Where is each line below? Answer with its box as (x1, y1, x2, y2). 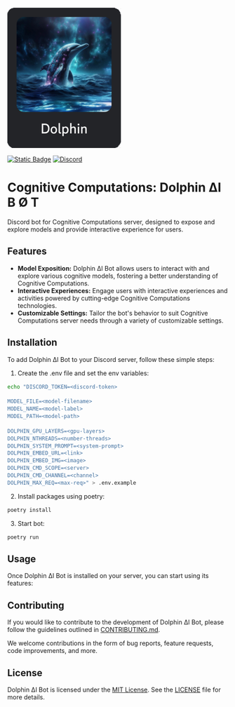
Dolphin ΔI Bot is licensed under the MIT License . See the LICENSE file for (7, 685, 221, 694)
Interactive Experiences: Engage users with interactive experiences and (17, 286, 228, 295)
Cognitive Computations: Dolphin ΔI (7, 180, 222, 196)
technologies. (17, 301, 58, 309)
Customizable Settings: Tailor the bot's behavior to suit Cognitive (17, 309, 208, 317)
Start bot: (17, 519, 45, 527)
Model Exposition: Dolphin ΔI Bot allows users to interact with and (17, 264, 210, 272)
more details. (7, 693, 46, 701)
